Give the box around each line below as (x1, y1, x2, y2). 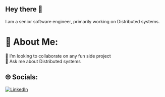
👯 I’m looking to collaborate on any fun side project (5, 53, 111, 59)
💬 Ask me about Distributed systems (5, 58, 81, 64)
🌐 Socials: (5, 73, 38, 81)
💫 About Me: (5, 36, 59, 47)
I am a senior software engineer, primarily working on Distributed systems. (5, 18, 160, 24)
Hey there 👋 (5, 5, 43, 14)
